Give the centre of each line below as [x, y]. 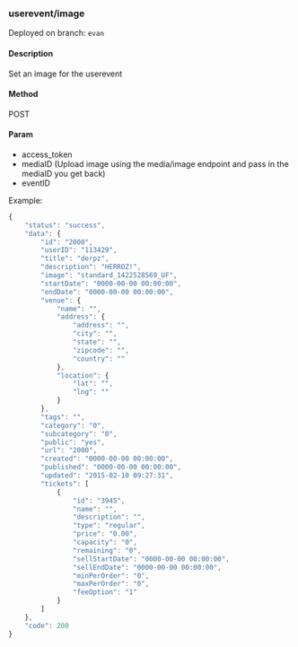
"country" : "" [99, 358]
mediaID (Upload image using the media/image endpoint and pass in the [155, 163]
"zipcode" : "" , [101, 350]
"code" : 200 [47, 625]
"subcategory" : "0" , [79, 433]
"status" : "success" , [65, 225]
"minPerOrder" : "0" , [111, 576]
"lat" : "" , [93, 384]
